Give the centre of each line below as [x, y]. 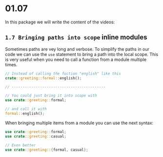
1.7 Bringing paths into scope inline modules [76, 37]
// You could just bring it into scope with [51, 96]
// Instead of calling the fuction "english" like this [63, 74]
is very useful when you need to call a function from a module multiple [76, 59]
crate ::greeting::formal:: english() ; [43, 78]
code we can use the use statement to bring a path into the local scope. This [82, 54]
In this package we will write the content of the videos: [60, 22]
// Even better [20, 145]
